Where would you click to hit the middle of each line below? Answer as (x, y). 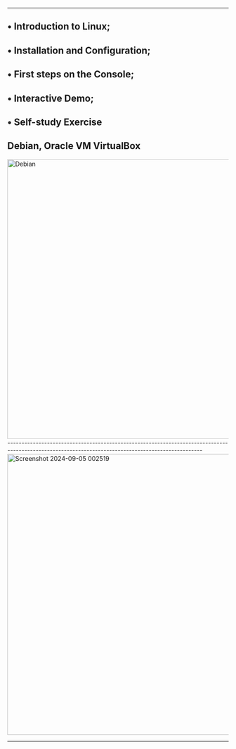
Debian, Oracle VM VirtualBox (74, 146)
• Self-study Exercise (55, 122)
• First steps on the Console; (71, 74)
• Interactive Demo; (51, 98)
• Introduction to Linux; (59, 26)
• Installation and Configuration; (79, 50)
